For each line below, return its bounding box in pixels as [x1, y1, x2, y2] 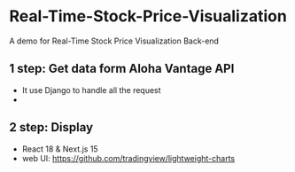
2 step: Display [9, 120, 94, 135]
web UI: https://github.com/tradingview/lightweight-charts [21, 152, 236, 163]
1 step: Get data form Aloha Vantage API [9, 61, 235, 76]
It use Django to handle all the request [21, 84, 161, 95]
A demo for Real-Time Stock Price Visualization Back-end [9, 35, 220, 46]
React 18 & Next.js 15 [21, 144, 99, 154]
